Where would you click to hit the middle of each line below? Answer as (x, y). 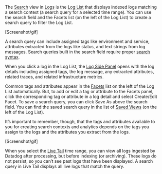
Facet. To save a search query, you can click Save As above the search (76, 102)
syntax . (12, 57)
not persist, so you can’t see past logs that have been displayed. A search (79, 161)
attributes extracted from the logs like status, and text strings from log (75, 47)
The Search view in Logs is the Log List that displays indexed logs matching (81, 7)
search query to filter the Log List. (39, 22)
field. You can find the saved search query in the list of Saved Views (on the (81, 107)
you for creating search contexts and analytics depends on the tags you (77, 127)
